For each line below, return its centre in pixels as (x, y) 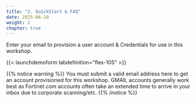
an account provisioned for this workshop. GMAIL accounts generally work (98, 80)
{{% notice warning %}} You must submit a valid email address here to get (97, 74)
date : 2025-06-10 (28, 17)
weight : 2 (18, 22)
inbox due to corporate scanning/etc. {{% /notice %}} (72, 93)
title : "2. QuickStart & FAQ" (44, 11)
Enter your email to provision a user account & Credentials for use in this (94, 45)
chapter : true (24, 28)
